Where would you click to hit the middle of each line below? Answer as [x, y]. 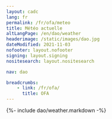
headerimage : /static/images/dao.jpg [53, 39]
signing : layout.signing [37, 56]
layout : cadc [22, 12]
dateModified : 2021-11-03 [38, 45]
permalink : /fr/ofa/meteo [38, 22]
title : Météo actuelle [34, 28]
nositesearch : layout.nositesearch [50, 61]
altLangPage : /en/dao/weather [44, 34]
